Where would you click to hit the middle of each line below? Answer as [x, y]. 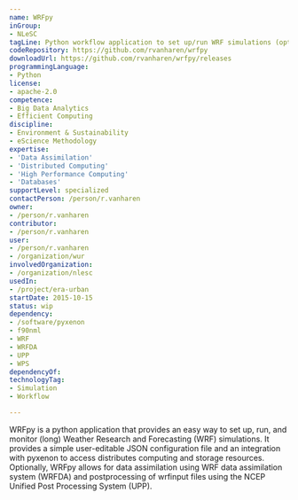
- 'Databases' [35, 183]
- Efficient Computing [51, 116]
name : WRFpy [31, 17]
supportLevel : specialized [59, 191]
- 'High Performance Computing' [69, 174]
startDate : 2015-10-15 [51, 298]
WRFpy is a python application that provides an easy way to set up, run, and [148, 429]
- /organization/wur [47, 257]
